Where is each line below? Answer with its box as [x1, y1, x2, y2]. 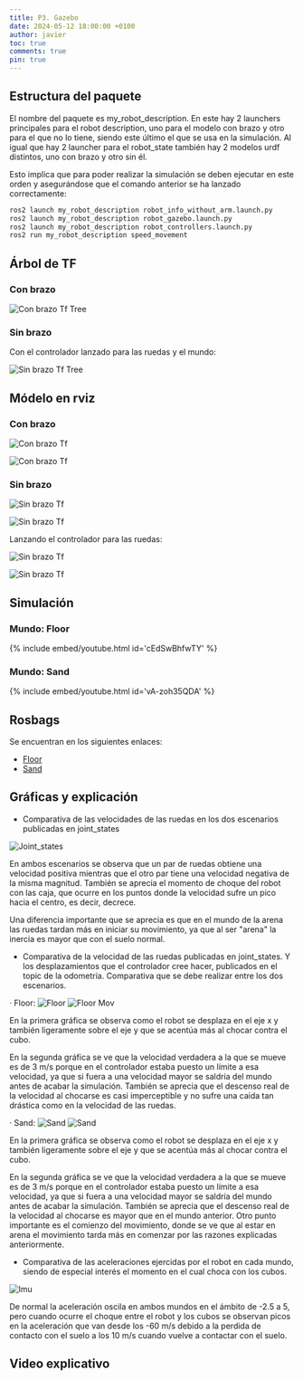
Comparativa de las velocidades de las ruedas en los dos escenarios [22, 814, 279, 824]
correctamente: [9, 187, 67, 199]
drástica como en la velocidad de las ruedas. [9, 1099, 176, 1110]
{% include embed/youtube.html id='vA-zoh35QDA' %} [9, 686, 215, 697]
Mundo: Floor [9, 622, 71, 634]
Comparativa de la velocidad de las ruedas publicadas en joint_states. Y [22, 951, 291, 962]
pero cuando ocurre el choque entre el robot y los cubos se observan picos [9, 1310, 291, 1321]
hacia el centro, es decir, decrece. [9, 897, 137, 908]
